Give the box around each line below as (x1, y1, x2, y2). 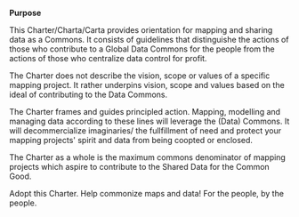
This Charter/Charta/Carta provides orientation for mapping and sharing (9, 25, 273, 35)
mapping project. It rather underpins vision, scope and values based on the (9, 80, 285, 90)
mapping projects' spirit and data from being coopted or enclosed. (9, 135, 254, 145)
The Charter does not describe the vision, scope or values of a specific (9, 70, 271, 81)
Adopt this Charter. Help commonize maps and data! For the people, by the (9, 189, 285, 198)
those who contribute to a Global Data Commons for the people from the (9, 44, 275, 54)
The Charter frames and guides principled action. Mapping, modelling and (9, 107, 281, 117)
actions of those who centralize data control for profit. (9, 53, 207, 63)
